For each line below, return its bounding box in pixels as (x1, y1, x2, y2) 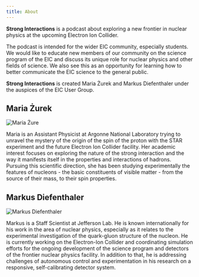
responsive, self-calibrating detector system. (6, 264, 116, 271)
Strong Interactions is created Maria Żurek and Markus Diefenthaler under (6, 80, 189, 87)
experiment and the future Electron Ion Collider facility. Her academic (6, 144, 176, 151)
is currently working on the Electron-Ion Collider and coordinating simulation (6, 239, 193, 246)
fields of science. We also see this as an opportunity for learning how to (6, 62, 182, 69)
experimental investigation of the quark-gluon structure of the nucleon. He (6, 232, 188, 239)
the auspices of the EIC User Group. (6, 86, 94, 93)
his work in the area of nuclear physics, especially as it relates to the (6, 226, 174, 233)
